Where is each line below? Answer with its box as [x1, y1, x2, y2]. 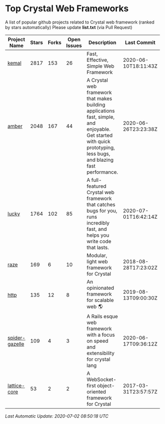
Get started [86, 132, 113, 139]
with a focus [86, 331, 115, 338]
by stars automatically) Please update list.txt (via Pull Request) [5, 24, 133, 30]
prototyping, [86, 144, 115, 151]
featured [86, 182, 107, 189]
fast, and [86, 225, 107, 232]
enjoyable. [86, 125, 110, 132]
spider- [7, 334, 26, 341]
